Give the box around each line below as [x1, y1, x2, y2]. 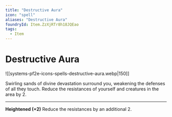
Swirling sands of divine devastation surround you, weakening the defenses [5, 80, 165, 86]
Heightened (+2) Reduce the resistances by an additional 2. [5, 106, 132, 112]
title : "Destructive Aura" [5, 7, 63, 13]
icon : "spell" [5, 12, 36, 17]
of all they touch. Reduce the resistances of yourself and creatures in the [5, 86, 159, 92]
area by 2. [5, 91, 27, 98]
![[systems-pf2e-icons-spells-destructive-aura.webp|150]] [5, 70, 130, 76]
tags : [5, 27, 17, 32]
